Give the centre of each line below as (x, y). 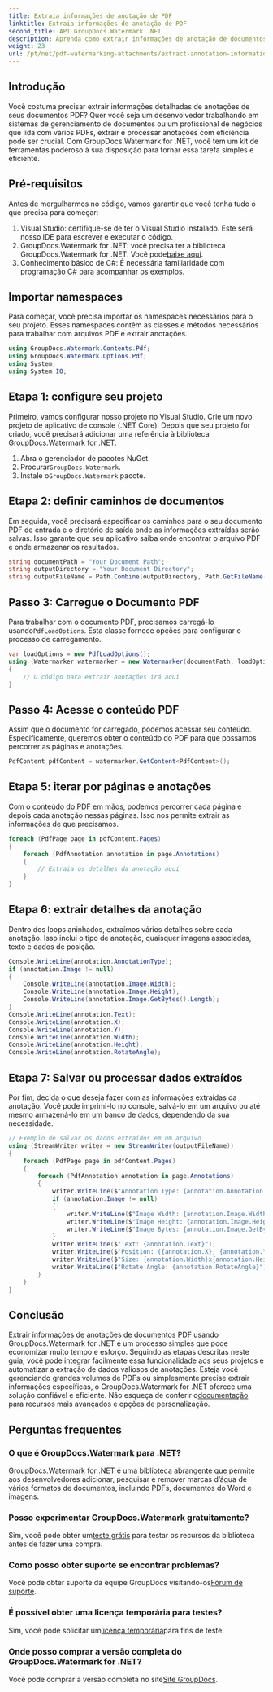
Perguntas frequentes (65, 1429)
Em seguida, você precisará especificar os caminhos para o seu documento (136, 521)
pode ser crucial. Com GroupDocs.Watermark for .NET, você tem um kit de (133, 141)
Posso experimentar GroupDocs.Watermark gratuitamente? (129, 1518)
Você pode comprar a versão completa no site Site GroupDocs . (113, 1680)
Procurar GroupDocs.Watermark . (70, 467)
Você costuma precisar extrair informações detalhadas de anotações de (129, 106)
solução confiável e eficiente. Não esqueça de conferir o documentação (128, 1395)
